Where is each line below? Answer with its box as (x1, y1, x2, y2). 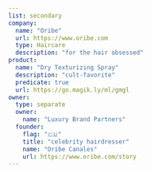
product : (8, 57, 37, 65)
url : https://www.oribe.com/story (22, 152, 137, 160)
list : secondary (8, 11, 62, 20)
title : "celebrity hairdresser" (22, 137, 130, 146)
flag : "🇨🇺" (22, 130, 62, 138)
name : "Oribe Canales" (22, 145, 98, 153)
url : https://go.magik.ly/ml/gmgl (15, 85, 130, 94)
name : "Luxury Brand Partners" (22, 116, 126, 124)
